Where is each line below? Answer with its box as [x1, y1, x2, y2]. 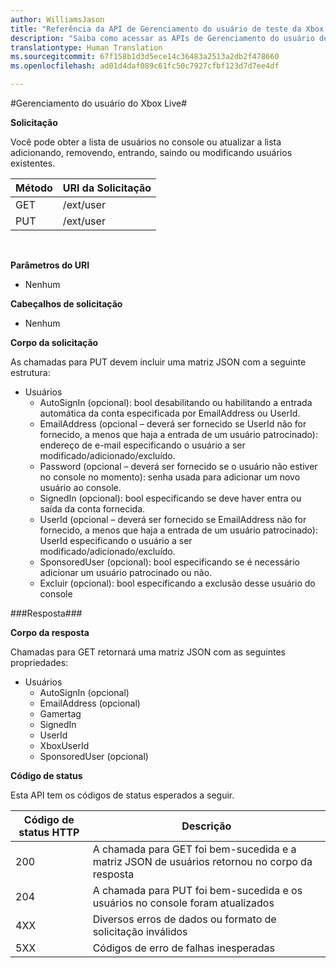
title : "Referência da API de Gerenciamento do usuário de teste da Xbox [10, 24, 325, 34]
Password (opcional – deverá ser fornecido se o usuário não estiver [39, 461, 318, 472]
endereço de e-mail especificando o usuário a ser [39, 439, 246, 451]
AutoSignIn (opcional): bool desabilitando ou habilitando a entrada [39, 397, 313, 408]
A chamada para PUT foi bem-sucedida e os [92, 884, 303, 897]
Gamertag [39, 708, 82, 720]
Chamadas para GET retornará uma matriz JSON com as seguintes [10, 646, 286, 658]
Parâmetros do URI [10, 259, 90, 271]
